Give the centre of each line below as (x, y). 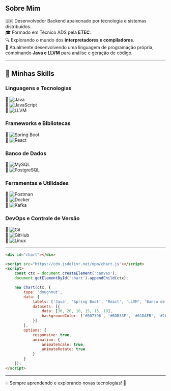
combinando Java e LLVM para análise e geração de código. (69, 53)
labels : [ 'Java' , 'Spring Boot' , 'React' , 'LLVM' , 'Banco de (99, 301)
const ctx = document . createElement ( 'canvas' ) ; (66, 273)
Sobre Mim (23, 8)
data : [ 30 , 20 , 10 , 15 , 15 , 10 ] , (77, 311)
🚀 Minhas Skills (30, 74)
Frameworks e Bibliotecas (38, 123)
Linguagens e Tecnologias (38, 88)
